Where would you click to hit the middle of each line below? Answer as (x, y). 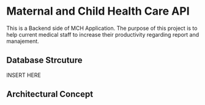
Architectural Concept (50, 94)
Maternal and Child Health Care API (98, 11)
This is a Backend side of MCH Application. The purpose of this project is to (102, 28)
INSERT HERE (24, 75)
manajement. (23, 41)
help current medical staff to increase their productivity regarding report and (103, 34)
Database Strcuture (44, 60)
